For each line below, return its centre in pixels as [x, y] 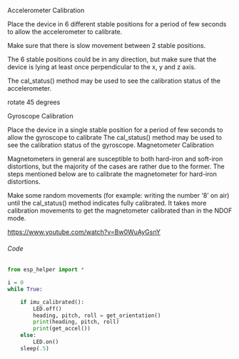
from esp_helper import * [46, 270]
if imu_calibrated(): [52, 302]
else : [29, 335]
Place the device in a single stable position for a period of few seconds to [115, 130]
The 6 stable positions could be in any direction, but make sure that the [112, 59]
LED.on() [46, 342]
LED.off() [47, 309]
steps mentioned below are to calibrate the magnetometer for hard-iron [112, 174]
